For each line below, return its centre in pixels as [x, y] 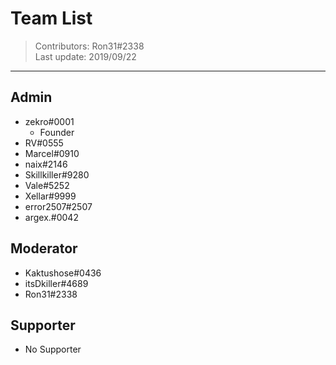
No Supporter [53, 349]
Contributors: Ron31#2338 [89, 46]
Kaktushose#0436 [63, 273]
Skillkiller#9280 [57, 174]
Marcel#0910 [52, 153]
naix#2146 [46, 164]
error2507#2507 [58, 206]
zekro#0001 [49, 121]
